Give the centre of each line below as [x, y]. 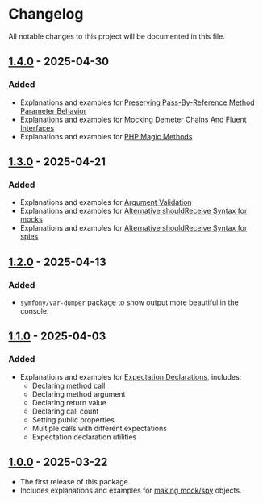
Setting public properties [73, 419]
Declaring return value [69, 402]
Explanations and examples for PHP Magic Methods [106, 136]
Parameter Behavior [53, 110]
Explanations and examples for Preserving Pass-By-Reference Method [138, 102]
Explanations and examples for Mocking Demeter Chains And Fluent [134, 119]
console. [34, 311]
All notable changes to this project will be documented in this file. [117, 36]
